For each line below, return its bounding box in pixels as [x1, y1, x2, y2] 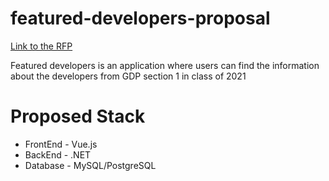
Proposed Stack [10, 105, 146, 128]
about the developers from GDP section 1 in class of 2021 [10, 70, 247, 82]
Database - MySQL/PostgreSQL [24, 159, 157, 171]
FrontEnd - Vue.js [24, 138, 98, 150]
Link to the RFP [10, 40, 73, 52]
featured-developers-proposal [10, 7, 271, 30]
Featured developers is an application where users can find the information [10, 59, 320, 71]
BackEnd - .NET [24, 148, 92, 161]
